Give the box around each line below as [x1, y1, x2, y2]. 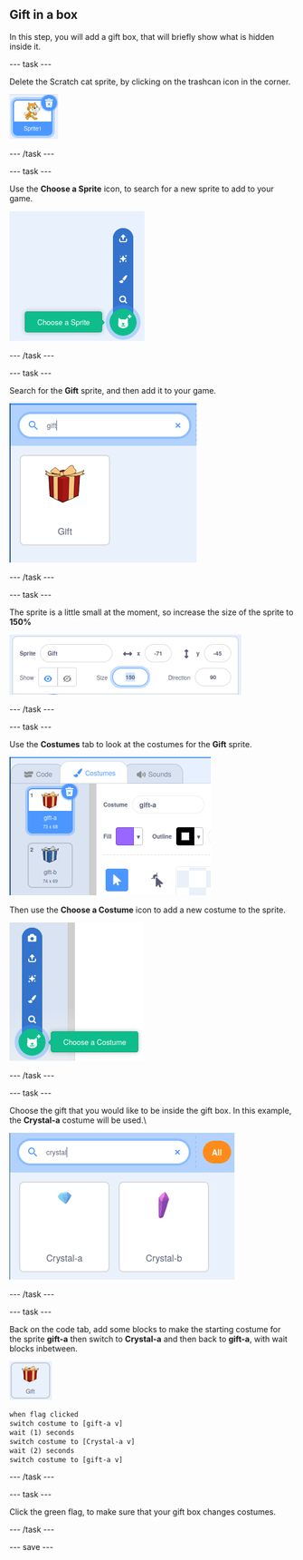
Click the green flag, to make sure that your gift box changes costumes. [9, 1506, 277, 1517]
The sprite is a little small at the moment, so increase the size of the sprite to [9, 607, 294, 618]
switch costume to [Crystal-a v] [9, 1437, 136, 1446]
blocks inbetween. [9, 1342, 79, 1354]
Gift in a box [9, 7, 79, 23]
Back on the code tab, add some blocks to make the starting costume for [9, 1323, 281, 1334]
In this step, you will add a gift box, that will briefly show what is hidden [9, 31, 275, 42]
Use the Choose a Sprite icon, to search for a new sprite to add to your [9, 183, 274, 194]
